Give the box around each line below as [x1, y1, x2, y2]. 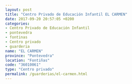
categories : [5, 21, 30, 26]
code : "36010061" [5, 62, 41, 67]
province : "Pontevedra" [5, 53, 55, 58]
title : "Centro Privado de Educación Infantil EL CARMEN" [5, 12, 128, 17]
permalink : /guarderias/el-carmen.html [5, 72, 88, 77]
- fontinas [5, 35, 28, 40]
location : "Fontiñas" [5, 58, 50, 63]
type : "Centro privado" [5, 67, 55, 72]
